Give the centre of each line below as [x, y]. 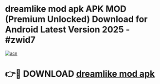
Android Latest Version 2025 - [68, 30]
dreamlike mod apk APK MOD [66, 9]
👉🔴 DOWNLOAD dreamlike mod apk [80, 74]
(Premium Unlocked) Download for [76, 19]
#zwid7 [20, 40]
